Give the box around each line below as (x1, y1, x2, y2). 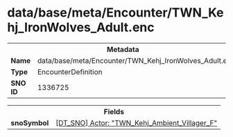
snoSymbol (10, 118, 49, 127)
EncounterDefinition (37, 67, 103, 77)
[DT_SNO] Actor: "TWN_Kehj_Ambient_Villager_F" (55, 118, 218, 127)
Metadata (106, 44, 139, 54)
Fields (103, 107, 125, 116)
